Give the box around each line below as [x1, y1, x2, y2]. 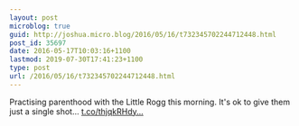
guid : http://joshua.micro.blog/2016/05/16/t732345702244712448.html [9, 30, 277, 39]
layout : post [9, 13, 59, 22]
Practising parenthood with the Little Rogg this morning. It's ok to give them [9, 96, 291, 107]
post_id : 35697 [9, 38, 67, 48]
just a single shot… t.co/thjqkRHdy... [9, 105, 145, 117]
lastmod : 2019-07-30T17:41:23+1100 [9, 55, 144, 64]
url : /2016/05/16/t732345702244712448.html [9, 72, 176, 81]
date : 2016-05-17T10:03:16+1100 [9, 47, 131, 56]
